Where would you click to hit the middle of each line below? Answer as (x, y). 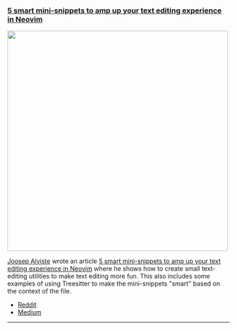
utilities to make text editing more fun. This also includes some (119, 276)
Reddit (27, 305)
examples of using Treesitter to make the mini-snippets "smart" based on (114, 283)
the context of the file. (39, 291)
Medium (30, 312)
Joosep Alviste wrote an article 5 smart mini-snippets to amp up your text (114, 261)
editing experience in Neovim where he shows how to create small (104, 269)
